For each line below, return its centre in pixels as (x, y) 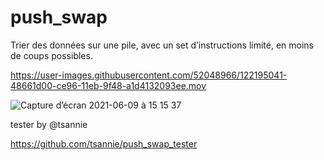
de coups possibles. (51, 55)
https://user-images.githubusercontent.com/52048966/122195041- (149, 75)
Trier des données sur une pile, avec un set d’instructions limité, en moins (162, 45)
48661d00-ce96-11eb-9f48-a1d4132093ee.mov (108, 85)
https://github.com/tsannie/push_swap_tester (104, 143)
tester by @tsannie (49, 124)
